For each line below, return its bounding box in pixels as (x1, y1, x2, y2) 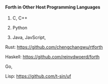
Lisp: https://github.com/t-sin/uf (5, 73, 71, 79)
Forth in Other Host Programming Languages (5, 4, 100, 10)
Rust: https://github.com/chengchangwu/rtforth (5, 44, 103, 50)
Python (12, 25, 27, 31)
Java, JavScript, (12, 34, 46, 40)
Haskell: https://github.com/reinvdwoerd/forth (5, 54, 100, 60)
